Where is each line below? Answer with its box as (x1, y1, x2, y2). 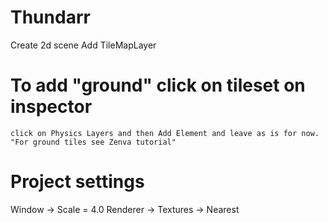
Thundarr (10, 6, 91, 29)
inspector (10, 96, 93, 118)
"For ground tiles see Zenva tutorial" (10, 137, 177, 147)
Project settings (10, 171, 145, 193)
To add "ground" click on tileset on (10, 74, 306, 97)
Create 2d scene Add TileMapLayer (10, 39, 157, 51)
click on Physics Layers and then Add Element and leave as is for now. (10, 128, 320, 138)
